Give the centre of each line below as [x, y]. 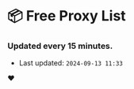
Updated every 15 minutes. [60, 46]
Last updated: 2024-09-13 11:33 [71, 63]
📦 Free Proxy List [67, 16]
